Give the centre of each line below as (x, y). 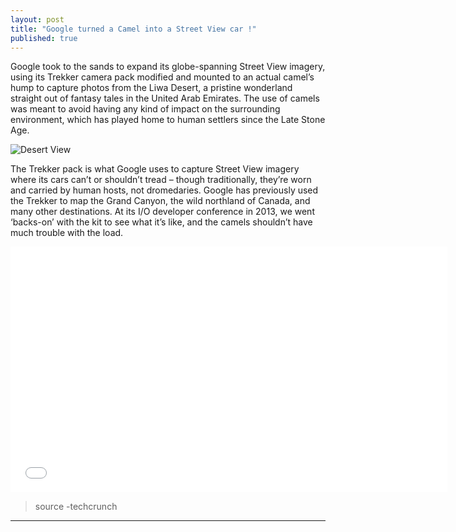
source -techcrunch (76, 507)
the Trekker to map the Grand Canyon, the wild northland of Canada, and (160, 201)
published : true (44, 38)
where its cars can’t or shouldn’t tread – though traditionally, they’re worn (161, 180)
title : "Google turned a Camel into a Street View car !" (133, 29)
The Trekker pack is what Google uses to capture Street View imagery (155, 169)
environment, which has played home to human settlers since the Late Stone (168, 120)
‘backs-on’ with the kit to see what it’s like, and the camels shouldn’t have (161, 222)
